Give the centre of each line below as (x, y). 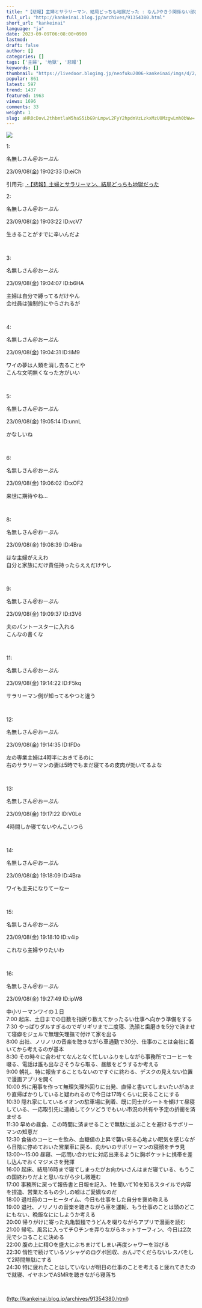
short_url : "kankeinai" (36, 23)
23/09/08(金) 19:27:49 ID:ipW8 (44, 999)
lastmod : (17, 40)
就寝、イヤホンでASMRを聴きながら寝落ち (63, 1275)
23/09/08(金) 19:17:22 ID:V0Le (44, 814)
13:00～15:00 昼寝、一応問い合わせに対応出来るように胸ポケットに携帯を (97, 1155)
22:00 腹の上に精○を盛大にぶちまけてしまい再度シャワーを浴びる (88, 1245)
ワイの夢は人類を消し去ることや (46, 365)
